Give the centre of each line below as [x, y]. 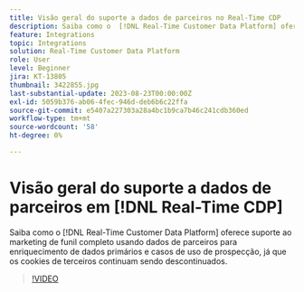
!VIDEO [45, 278]
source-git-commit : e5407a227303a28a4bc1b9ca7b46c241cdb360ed [129, 110]
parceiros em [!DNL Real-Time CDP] [146, 207]
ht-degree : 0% [36, 136]
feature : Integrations [52, 34]
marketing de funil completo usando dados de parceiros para [123, 241]
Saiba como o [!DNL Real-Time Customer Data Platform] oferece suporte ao [151, 232]
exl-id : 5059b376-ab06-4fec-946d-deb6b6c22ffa [99, 102]
